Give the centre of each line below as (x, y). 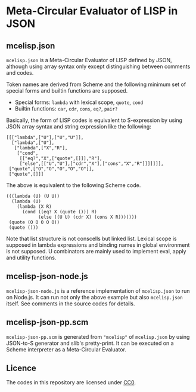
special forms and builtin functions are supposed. (67, 91)
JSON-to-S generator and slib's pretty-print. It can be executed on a (90, 343)
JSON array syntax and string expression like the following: (79, 126)
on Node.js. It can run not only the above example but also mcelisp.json (94, 297)
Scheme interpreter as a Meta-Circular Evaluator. (66, 349)
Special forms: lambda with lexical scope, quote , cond (79, 102)
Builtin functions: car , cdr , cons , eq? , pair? (66, 108)
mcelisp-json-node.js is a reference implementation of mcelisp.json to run (98, 290)
